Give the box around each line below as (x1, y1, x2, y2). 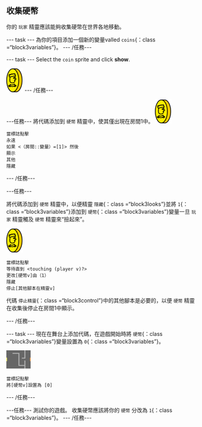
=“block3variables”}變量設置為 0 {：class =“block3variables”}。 (6, 338, 164, 345)
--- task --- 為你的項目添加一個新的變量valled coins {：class (6, 36, 156, 43)
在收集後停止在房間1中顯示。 (6, 304, 78, 312)
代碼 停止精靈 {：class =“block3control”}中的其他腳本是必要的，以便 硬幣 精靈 (6, 296, 195, 304)
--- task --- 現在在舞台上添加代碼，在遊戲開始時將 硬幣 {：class (6, 330, 163, 337)
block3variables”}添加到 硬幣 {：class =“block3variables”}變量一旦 (26, 208, 190, 215)
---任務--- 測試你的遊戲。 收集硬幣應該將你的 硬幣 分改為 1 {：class (6, 406, 173, 414)
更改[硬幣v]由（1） (6, 272, 49, 278)
